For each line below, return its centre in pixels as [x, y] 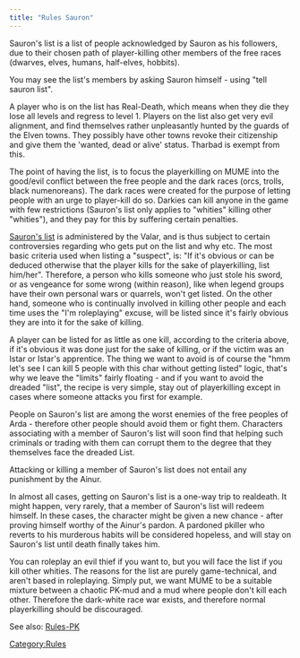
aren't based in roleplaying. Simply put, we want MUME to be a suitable [141, 580]
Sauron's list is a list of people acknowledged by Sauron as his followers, [143, 43]
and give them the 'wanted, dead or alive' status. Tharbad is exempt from [145, 144]
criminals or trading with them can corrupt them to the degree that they [141, 442]
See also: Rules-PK [45, 626]
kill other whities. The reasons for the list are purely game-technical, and [143, 571]
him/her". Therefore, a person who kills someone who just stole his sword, [146, 274]
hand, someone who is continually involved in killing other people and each [148, 303]
